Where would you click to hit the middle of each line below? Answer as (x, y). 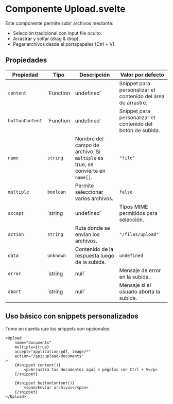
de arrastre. (133, 102)
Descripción (95, 75)
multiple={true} (32, 347)
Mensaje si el (135, 285)
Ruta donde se (93, 228)
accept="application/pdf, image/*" (53, 352)
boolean (56, 192)
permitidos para (139, 213)
